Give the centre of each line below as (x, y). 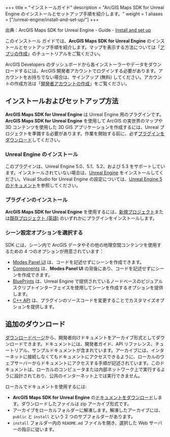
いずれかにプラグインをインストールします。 (111, 218)
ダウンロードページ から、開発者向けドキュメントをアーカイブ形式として (81, 337)
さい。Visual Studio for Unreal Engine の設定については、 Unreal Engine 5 (86, 179)
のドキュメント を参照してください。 (43, 185)
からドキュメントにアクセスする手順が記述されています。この (96, 363)
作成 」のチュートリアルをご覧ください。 (61, 53)
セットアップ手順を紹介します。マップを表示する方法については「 (91, 47)
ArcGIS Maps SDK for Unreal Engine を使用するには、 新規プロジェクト (80, 212)
